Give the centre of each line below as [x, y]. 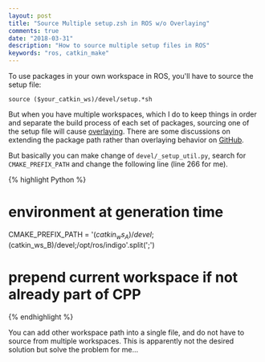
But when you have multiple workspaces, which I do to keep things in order [132, 114]
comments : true [34, 31]
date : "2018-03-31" [41, 38]
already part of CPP [75, 294]
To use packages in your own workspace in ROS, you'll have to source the [131, 76]
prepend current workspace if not [123, 277]
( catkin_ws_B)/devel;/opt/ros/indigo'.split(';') [82, 245]
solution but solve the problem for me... [73, 349]
